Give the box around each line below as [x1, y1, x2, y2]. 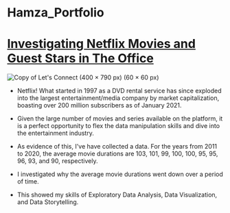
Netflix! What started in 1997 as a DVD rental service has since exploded [16, 87, 222, 95]
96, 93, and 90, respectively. [16, 157, 98, 165]
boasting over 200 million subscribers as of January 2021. [16, 101, 182, 110]
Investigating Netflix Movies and [7, 36, 196, 52]
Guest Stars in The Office [7, 51, 154, 66]
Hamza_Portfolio [7, 5, 104, 21]
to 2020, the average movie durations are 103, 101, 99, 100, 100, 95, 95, [16, 149, 218, 158]
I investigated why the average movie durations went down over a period [16, 170, 223, 179]
